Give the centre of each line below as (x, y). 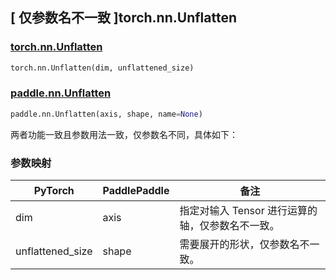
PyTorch (54, 191)
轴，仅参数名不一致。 (229, 226)
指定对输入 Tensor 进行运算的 (248, 211)
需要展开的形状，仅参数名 (239, 245)
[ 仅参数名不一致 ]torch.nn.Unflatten (124, 18)
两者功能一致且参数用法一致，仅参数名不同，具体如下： (124, 134)
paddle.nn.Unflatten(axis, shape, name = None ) (106, 114)
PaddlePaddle (136, 191)
